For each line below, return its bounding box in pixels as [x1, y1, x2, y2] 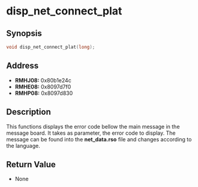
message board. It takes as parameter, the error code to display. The [6, 129, 176, 136]
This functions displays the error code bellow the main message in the [6, 123, 180, 130]
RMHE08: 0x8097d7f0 [14, 83, 71, 90]
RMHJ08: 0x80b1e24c [14, 76, 72, 84]
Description [6, 107, 51, 117]
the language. [6, 142, 40, 149]
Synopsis [6, 28, 42, 38]
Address [6, 61, 39, 71]
